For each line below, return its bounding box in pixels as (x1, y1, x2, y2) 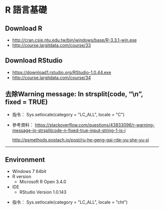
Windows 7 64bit (12, 168, 46, 174)
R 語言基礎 (5, 4, 47, 16)
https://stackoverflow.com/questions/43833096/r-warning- (35, 122, 155, 127)
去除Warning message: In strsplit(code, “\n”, (5, 90, 143, 98)
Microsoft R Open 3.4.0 (19, 179, 67, 185)
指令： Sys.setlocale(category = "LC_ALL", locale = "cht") (12, 199, 128, 205)
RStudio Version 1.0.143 (19, 189, 67, 195)
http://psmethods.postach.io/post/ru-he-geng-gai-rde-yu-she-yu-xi (12, 137, 149, 143)
